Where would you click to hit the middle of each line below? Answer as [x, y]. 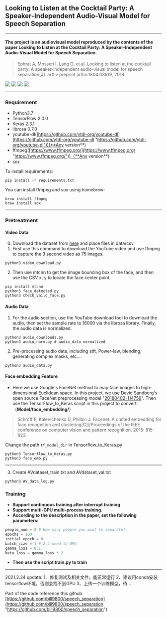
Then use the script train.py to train [50, 562]
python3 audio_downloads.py [34, 337]
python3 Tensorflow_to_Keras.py [39, 454]
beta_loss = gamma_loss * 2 [34, 553]
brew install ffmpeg [27, 199]
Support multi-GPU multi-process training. [57, 510]
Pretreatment [22, 220]
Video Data [17, 232]
